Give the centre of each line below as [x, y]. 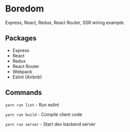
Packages [21, 38]
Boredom [24, 9]
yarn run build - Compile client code [44, 114]
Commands [24, 93]
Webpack [22, 71]
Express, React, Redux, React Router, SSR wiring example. [65, 22]
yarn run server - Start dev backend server [50, 124]
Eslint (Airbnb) [27, 77]
